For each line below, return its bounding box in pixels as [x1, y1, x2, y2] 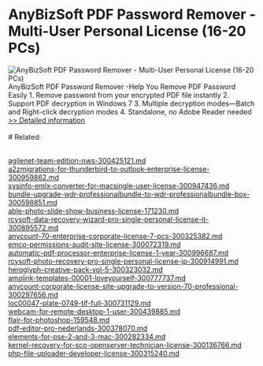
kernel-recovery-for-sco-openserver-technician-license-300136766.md [8, 340, 242, 349]
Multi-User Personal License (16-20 [8, 22, 246, 40]
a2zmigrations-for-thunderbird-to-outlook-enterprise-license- [8, 164, 210, 174]
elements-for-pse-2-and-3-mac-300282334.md [8, 331, 166, 341]
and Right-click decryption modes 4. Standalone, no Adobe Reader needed [8, 106, 252, 116]
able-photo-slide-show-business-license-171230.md [8, 206, 180, 215]
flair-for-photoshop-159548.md [8, 315, 110, 324]
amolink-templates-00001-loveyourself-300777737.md [8, 273, 187, 282]
